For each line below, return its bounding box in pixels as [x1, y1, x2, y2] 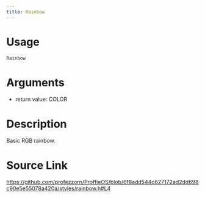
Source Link [6, 159, 68, 172]
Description [6, 117, 67, 131]
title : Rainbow [6, 9, 45, 15]
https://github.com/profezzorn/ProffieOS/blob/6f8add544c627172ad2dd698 [6, 179, 199, 186]
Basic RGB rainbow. [6, 137, 56, 145]
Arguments [6, 75, 65, 89]
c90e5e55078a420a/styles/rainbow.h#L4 [6, 185, 111, 192]
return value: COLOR [15, 95, 68, 103]
